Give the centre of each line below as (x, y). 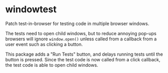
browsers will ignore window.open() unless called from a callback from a (81, 39)
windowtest (31, 9)
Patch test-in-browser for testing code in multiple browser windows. (77, 23)
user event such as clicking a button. (44, 44)
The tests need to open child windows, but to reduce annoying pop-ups (81, 33)
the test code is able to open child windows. (52, 65)
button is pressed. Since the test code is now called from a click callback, (83, 59)
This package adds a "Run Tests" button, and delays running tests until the (84, 54)
